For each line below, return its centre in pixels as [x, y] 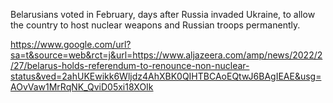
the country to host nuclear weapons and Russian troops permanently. [155, 25]
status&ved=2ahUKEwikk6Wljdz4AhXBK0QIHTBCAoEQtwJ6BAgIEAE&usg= [166, 76]
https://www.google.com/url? [71, 44]
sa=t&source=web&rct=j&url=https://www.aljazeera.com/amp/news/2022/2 [166, 55]
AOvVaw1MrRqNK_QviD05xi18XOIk [82, 87]
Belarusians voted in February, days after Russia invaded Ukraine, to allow [163, 14]
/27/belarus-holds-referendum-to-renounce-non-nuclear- [130, 65]
